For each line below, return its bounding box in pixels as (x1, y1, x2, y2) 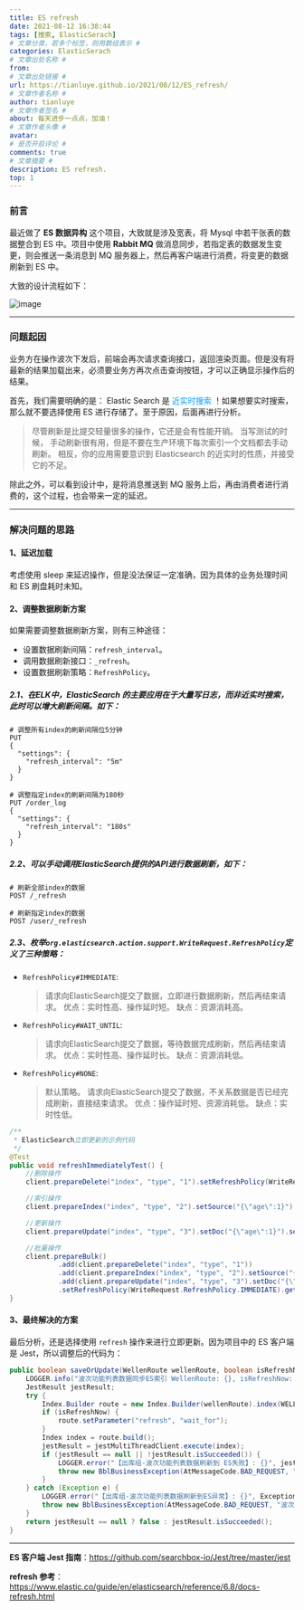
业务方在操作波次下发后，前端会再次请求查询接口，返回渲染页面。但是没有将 (9, 353, 295, 364)
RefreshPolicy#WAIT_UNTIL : (22, 1020, 123, 1031)
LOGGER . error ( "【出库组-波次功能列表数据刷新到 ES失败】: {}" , (57, 1458, 277, 1467)
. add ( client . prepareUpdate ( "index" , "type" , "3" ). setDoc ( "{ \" (57, 1277, 298, 1286)
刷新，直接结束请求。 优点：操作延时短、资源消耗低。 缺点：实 (52, 1098, 288, 1109)
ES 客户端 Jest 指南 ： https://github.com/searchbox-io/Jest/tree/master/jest (9, 1551, 291, 1562)
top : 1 (9, 173, 34, 182)
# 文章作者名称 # (9, 89, 66, 98)
